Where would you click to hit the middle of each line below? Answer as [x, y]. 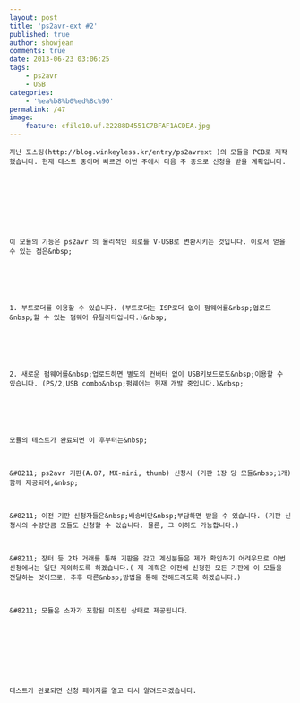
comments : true [38, 51]
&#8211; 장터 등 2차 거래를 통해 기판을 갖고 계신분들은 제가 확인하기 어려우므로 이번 [148, 559]
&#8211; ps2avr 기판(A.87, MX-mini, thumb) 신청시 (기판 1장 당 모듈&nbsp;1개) [150, 473]
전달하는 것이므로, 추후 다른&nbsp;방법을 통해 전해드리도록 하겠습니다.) [125, 577]
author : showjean [42, 43]
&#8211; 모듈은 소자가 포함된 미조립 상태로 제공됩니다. [99, 611]
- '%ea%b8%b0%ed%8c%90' [70, 101]
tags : [19, 68]
